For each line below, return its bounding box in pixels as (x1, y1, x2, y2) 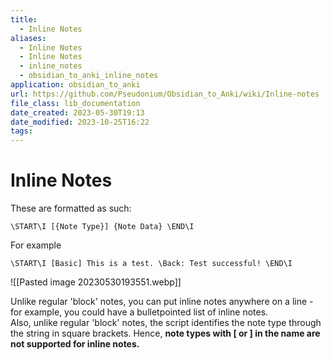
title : (10, 14, 38, 25)
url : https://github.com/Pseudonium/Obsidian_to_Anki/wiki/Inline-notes (10, 89, 320, 99)
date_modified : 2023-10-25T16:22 (10, 117, 150, 127)
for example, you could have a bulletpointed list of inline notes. (10, 306, 269, 318)
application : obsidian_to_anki (10, 80, 141, 90)
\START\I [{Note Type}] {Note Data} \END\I (10, 222, 195, 232)
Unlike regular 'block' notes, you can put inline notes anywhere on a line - (10, 296, 314, 308)
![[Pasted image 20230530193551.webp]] (10, 276, 182, 288)
